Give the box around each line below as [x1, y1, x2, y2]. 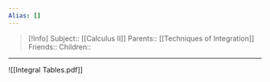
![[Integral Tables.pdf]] [8, 64, 83, 74]
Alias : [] [8, 11, 42, 20]
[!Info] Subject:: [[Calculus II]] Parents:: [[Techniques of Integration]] [27, 33, 255, 43]
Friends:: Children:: [27, 41, 92, 52]
